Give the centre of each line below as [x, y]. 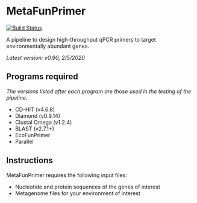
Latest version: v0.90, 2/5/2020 [46, 57]
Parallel [24, 141]
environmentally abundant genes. [48, 46]
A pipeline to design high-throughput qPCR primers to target [81, 39]
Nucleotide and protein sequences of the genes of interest [88, 187]
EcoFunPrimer [33, 135]
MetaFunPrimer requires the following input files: [67, 175]
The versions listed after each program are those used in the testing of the [99, 91]
